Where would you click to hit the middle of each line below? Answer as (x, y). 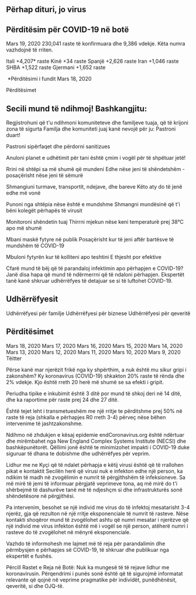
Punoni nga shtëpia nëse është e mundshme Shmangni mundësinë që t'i (93, 204)
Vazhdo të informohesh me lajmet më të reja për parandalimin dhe (86, 543)
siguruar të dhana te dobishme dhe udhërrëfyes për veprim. (78, 453)
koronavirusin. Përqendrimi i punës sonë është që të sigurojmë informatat (94, 573)
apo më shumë (24, 228)
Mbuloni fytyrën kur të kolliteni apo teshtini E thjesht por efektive (84, 257)
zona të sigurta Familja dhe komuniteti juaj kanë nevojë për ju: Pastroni (91, 129)
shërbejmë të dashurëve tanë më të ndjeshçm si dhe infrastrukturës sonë (94, 490)
